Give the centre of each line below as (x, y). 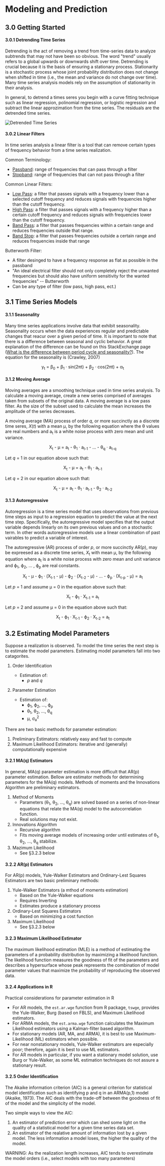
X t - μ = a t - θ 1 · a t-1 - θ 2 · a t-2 (83, 488)
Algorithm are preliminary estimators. (43, 787)
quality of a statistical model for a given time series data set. (73, 1128)
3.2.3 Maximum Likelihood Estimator (44, 938)
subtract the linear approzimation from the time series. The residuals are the (82, 108)
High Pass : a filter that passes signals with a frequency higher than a (82, 209)
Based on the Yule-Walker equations (56, 896)
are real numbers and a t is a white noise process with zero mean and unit (79, 432)
